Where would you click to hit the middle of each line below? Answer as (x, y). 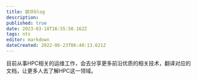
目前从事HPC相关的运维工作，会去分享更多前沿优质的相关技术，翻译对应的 (98, 63)
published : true (26, 23)
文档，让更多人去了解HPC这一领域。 (51, 70)
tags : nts (19, 34)
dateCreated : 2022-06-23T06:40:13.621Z (56, 46)
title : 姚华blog (26, 12)
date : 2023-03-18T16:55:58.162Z (47, 29)
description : (23, 17)
